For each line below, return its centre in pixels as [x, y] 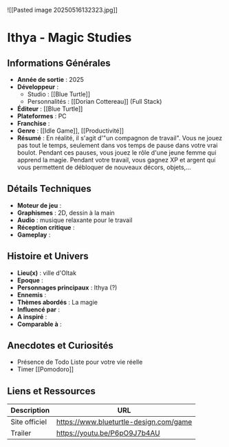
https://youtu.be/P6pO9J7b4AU [108, 433]
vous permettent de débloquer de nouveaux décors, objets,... [104, 167]
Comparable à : [39, 324]
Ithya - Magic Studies [69, 38]
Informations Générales [59, 63]
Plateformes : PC [42, 116]
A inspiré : [32, 316]
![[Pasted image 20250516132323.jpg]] [63, 10]
